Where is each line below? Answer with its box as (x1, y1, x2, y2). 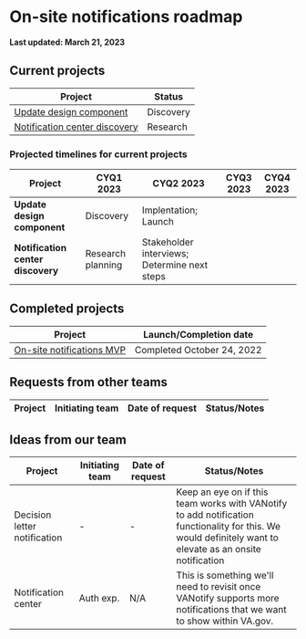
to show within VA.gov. (176, 614, 274, 627)
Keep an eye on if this (176, 486, 269, 498)
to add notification (176, 508, 255, 521)
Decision (14, 508, 52, 521)
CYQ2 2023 (152, 177, 205, 190)
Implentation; (141, 204, 199, 216)
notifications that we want (176, 603, 287, 616)
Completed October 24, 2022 (134, 343, 262, 356)
